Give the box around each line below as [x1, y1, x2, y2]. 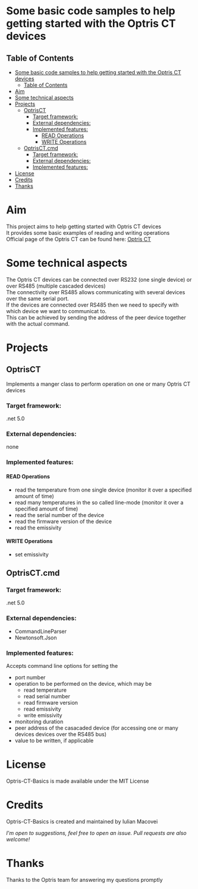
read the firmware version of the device [14, 518, 112, 525]
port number [14, 674, 46, 681]
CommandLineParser [14, 628, 67, 635]
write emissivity [23, 712, 62, 719]
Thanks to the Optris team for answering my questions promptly [6, 876, 163, 883]
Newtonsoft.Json [14, 634, 57, 641]
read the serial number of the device [14, 511, 105, 518]
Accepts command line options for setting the [6, 663, 118, 670]
